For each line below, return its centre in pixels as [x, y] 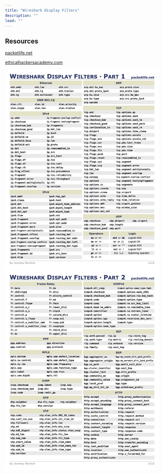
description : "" [21, 15]
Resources [22, 41]
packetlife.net [19, 53]
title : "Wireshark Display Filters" [42, 10]
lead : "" [14, 21]
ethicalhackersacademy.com [34, 62]
